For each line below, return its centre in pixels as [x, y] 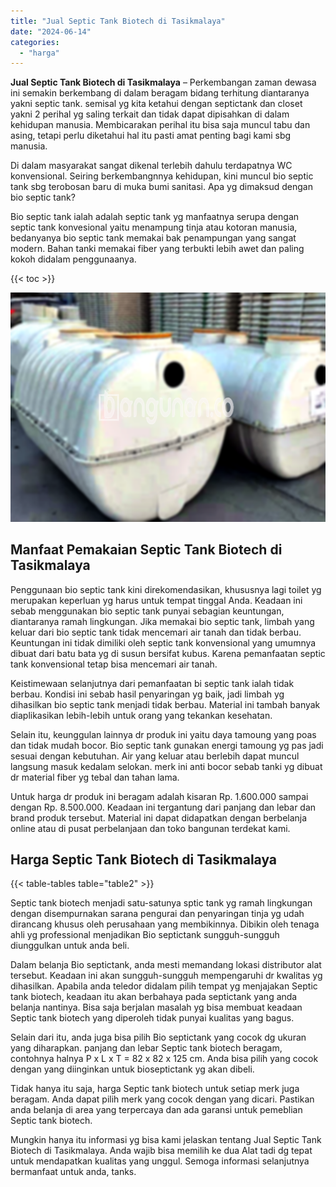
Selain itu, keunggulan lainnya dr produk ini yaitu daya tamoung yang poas [163, 734]
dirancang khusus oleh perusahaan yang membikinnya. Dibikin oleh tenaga [165, 924]
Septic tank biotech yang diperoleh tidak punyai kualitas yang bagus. [152, 1018]
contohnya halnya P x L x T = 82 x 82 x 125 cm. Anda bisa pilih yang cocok [164, 1059]
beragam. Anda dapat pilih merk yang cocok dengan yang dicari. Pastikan [162, 1099]
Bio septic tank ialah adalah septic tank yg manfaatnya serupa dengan [155, 217]
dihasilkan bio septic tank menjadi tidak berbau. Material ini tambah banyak [165, 704]
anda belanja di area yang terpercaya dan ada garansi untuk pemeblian [156, 1110]
